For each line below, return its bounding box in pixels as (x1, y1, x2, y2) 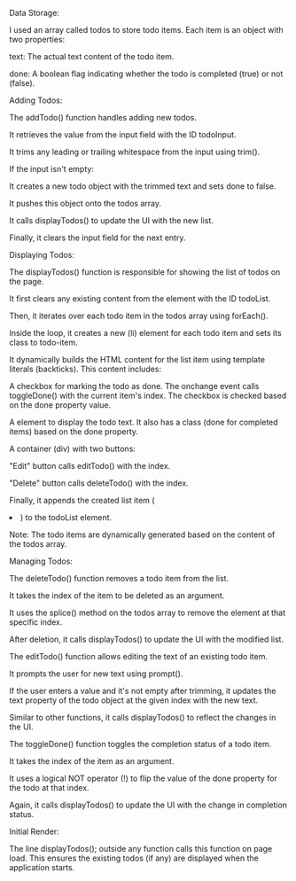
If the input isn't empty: (9, 164, 95, 174)
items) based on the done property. (9, 426, 139, 437)
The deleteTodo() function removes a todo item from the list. (9, 573, 229, 583)
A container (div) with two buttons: (9, 443, 136, 454)
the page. (9, 277, 44, 286)
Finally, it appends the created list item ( (9, 495, 155, 505)
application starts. (9, 862, 75, 872)
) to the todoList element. (20, 512, 113, 522)
